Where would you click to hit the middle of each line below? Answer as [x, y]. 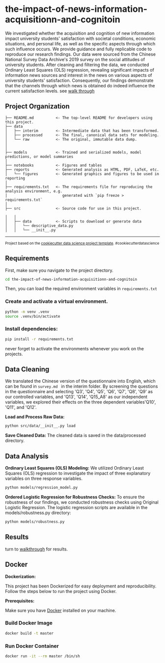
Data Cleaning [27, 369]
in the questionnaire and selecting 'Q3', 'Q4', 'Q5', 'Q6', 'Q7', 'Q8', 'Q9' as [79, 392]
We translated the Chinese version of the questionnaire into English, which [80, 381]
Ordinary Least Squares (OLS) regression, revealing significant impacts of [80, 70]
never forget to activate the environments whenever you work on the [74, 348]
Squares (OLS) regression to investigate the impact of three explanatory [78, 473]
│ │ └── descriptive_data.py [39, 225]
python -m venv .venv [27, 312]
